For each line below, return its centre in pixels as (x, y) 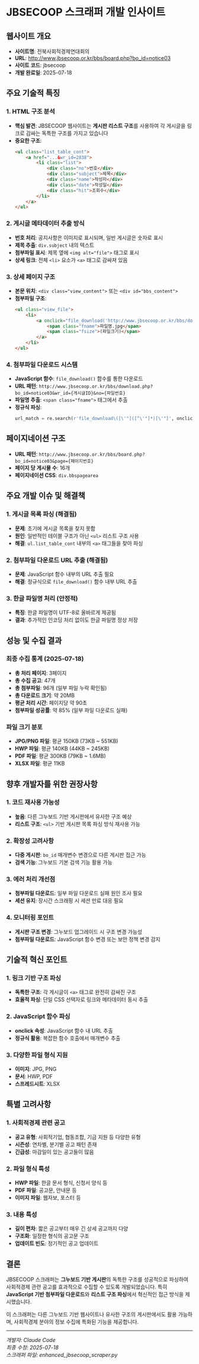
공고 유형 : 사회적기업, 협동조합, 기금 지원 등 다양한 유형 (78, 1137)
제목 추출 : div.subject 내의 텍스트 (54, 245)
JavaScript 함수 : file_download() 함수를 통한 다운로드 (79, 379)
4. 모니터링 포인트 (30, 918)
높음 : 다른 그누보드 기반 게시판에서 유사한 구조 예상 (73, 816)
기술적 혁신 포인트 (37, 960)
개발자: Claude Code (31, 1340)
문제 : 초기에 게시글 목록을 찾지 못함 (55, 528)
